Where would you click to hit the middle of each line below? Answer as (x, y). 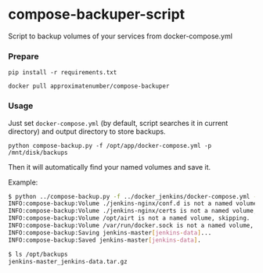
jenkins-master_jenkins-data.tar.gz (68, 261)
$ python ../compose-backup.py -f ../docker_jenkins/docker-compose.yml (129, 196)
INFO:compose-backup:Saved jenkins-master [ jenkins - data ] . (104, 240)
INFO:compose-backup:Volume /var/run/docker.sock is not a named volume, (131, 226)
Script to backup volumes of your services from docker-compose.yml (121, 36)
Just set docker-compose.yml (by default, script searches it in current (118, 123)
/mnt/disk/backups (38, 153)
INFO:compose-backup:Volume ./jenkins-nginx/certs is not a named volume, (133, 211)
